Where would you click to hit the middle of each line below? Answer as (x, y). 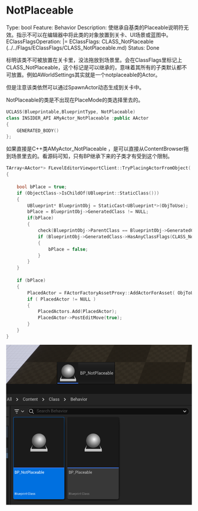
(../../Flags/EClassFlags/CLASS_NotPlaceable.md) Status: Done (83, 47)
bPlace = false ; (68, 249)
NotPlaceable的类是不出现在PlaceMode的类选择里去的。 (75, 100)
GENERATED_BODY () (38, 131)
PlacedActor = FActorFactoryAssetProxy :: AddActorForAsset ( (101, 293)
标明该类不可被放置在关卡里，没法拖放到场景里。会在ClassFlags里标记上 (94, 60)
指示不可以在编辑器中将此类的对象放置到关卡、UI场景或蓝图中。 (94, 35)
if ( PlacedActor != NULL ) (62, 299)
